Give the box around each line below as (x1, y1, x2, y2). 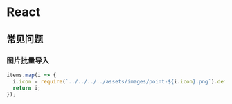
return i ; (12, 84, 41, 92)
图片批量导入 (6, 56, 50, 65)
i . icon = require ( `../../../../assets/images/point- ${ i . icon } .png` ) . (12, 78, 217, 85)
